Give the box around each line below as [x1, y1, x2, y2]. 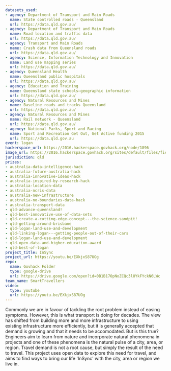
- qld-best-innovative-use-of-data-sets [5, 212, 93, 217]
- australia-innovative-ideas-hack [5, 174, 81, 179]
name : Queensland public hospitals [10, 74, 85, 79]
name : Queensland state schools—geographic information [10, 88, 131, 94]
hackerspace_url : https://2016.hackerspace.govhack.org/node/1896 [5, 145, 149, 151]
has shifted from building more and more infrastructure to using [5, 317, 138, 323]
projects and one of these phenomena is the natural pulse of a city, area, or [5, 339, 163, 345]
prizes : [5, 159, 22, 165]
